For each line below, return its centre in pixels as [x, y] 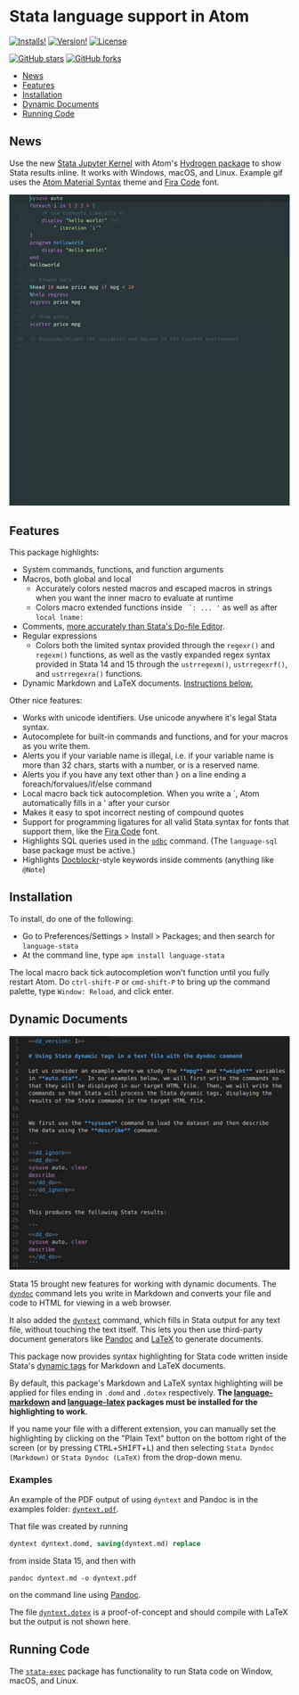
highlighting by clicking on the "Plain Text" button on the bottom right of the [148, 1438]
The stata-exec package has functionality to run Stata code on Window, [141, 1671]
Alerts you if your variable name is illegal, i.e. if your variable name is [148, 756]
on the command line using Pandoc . [75, 1594]
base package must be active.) [79, 851]
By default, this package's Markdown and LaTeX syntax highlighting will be [146, 1383]
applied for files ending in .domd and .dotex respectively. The [121, 1392]
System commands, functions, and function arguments [123, 570]
